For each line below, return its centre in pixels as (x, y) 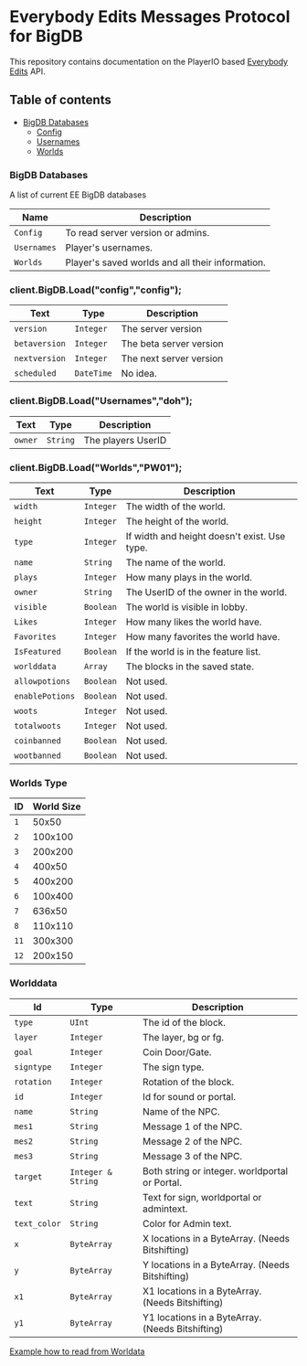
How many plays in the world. (189, 577)
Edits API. (27, 71)
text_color (37, 1223)
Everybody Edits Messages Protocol (150, 17)
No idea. (139, 374)
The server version (162, 329)
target (28, 1176)
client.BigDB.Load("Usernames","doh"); (101, 401)
